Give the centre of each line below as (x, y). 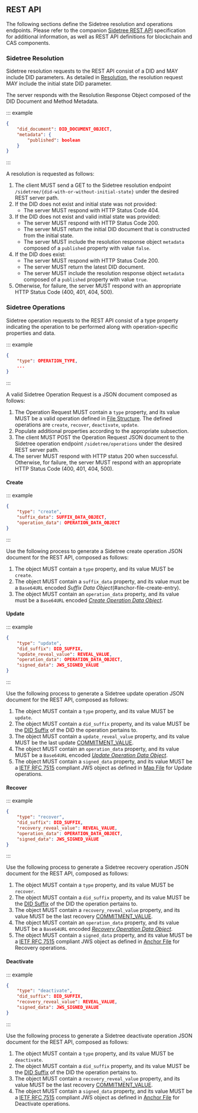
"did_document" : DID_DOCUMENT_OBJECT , (64, 129)
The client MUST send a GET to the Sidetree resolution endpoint (93, 185)
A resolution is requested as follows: (50, 174)
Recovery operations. (41, 948)
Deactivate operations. (42, 1104)
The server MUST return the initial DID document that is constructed (107, 229)
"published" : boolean (54, 140)
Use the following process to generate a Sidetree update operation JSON (95, 694)
